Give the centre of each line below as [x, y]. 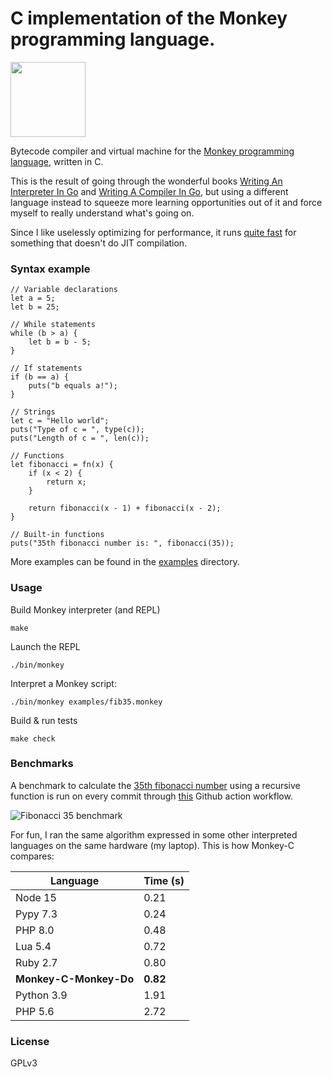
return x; [66, 482]
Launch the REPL [45, 646]
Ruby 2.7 [36, 962]
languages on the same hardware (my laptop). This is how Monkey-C [152, 845]
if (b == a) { [40, 377]
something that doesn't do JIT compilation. [99, 243]
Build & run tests [44, 720]
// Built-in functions [57, 535]
